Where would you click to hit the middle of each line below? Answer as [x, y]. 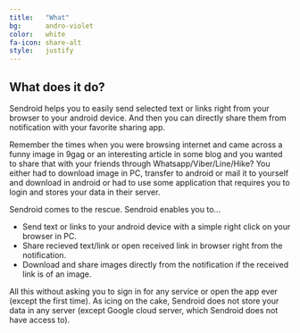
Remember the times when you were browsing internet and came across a [146, 145]
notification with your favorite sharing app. [87, 127]
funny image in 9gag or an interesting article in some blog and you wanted [146, 154]
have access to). [40, 320]
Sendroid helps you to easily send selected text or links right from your [139, 108]
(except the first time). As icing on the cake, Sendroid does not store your [144, 301]
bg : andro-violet [51, 26]
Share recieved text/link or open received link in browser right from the [152, 246]
